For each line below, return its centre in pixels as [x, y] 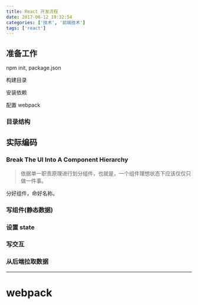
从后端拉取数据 [27, 261]
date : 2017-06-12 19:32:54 [39, 17]
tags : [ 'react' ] [26, 28]
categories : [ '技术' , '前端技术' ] [46, 22]
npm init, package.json [34, 68]
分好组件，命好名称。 [32, 193]
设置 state [20, 227]
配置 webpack [23, 105]
